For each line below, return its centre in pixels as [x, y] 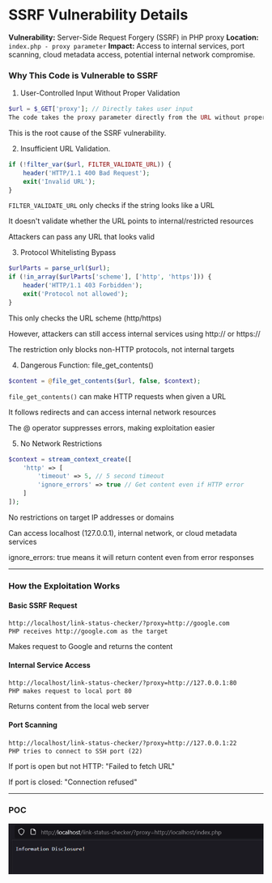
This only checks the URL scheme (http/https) [85, 318]
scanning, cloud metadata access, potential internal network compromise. [132, 54]
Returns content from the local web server [79, 707]
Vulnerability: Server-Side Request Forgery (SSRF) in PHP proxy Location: [134, 37]
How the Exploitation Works [64, 586]
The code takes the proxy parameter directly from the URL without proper [137, 118]
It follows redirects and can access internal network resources [113, 412]
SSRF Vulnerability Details [98, 15]
